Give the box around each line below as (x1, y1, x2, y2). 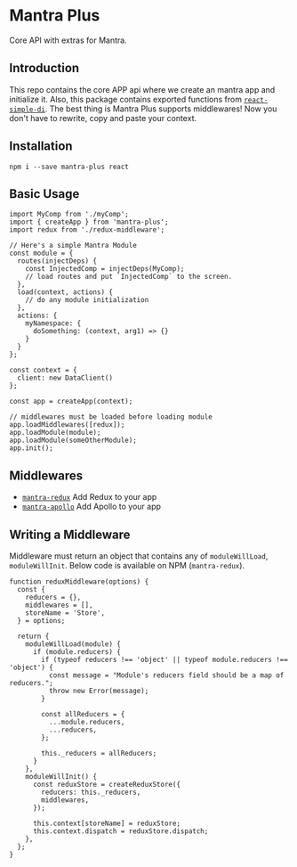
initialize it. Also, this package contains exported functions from (9, 94, 243, 104)
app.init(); (9, 444, 53, 453)
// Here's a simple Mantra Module (9, 241, 138, 250)
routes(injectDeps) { (17, 257, 98, 266)
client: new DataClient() (17, 373, 114, 383)
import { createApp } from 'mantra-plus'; (9, 217, 169, 227)
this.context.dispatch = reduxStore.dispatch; (32, 827, 209, 836)
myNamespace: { (25, 319, 82, 328)
